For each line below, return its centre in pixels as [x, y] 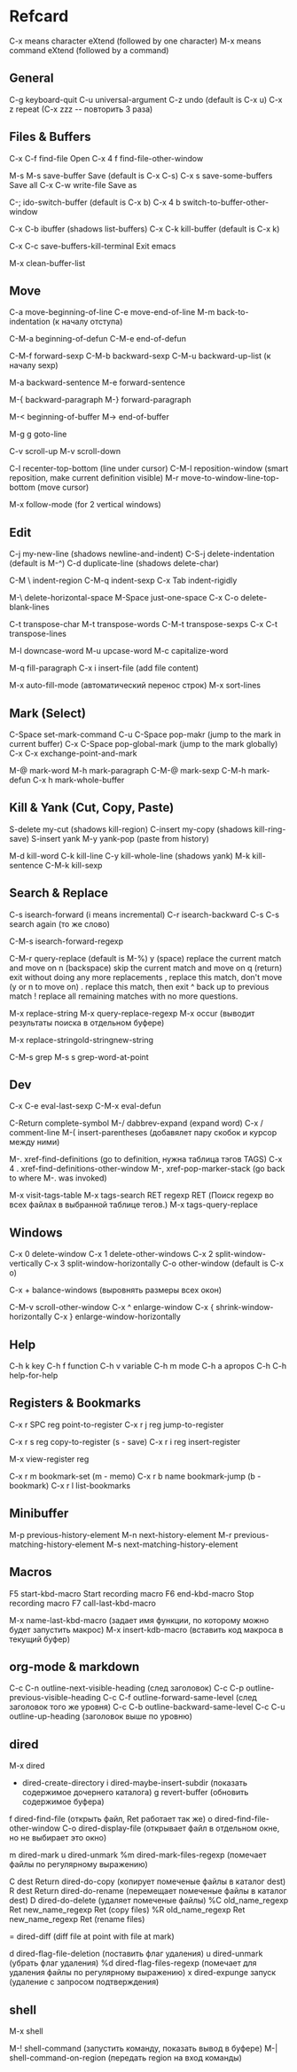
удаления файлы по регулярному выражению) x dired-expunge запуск [143, 1973]
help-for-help [34, 1376]
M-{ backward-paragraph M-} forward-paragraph [101, 400]
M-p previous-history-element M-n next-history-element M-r [121, 1534]
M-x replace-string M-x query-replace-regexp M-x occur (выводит [132, 1013]
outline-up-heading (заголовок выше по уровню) [101, 1716]
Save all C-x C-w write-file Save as [73, 184]
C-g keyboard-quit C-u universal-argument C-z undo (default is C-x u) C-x [146, 99]
